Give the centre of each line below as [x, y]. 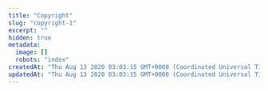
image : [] [32, 52]
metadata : [25, 45]
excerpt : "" [28, 30]
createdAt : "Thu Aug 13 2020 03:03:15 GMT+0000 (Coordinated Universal [130, 67]
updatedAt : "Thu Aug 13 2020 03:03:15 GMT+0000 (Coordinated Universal [130, 74]
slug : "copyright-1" [43, 23]
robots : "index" [42, 60]
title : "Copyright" [41, 15]
